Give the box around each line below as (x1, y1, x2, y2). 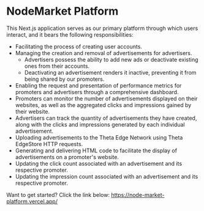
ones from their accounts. (24, 62, 90, 70)
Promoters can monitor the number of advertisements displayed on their (15, 95, 198, 102)
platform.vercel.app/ (6, 198, 58, 205)
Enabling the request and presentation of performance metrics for (15, 81, 182, 89)
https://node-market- (111, 191, 165, 198)
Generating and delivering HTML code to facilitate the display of (15, 147, 178, 154)
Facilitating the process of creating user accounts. (15, 43, 143, 50)
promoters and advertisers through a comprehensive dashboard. (15, 88, 179, 95)
